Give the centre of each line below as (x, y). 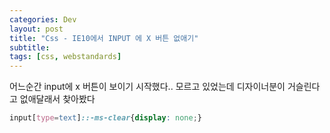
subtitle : (30, 47)
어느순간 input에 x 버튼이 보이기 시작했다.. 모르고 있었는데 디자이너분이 (147, 87)
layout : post (36, 29)
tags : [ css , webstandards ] (65, 57)
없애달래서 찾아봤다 (57, 99)
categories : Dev (43, 19)
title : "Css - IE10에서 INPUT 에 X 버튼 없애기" (104, 38)
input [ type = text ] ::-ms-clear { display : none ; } (105, 118)
